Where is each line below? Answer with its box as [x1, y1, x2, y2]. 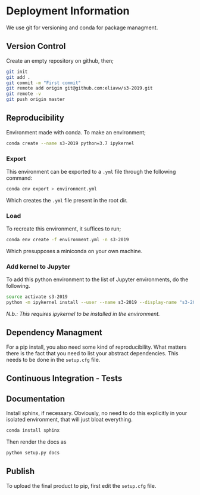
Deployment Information [6, 4, 130, 18]
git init [6, 69, 28, 75]
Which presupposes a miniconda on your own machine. [6, 248, 143, 255]
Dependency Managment [6, 327, 102, 338]
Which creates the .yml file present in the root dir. [6, 196, 128, 204]
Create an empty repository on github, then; [6, 57, 114, 64]
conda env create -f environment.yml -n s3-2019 [6, 237, 129, 243]
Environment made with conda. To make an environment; [6, 128, 146, 136]
